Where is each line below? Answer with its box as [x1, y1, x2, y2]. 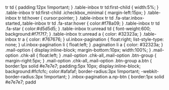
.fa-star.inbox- [114, 15, 145, 21]
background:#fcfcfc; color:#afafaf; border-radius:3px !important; [5, 68, 140, 74]
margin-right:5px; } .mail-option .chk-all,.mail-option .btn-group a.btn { [5, 58, 152, 63]
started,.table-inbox [5, 20, 46, 26]
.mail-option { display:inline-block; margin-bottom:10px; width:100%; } [5, 47, 151, 53]
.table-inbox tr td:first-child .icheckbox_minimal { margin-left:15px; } [5, 10, 146, 16]
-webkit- [141, 68, 159, 74]
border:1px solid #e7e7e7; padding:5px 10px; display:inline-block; [5, 63, 141, 69]
